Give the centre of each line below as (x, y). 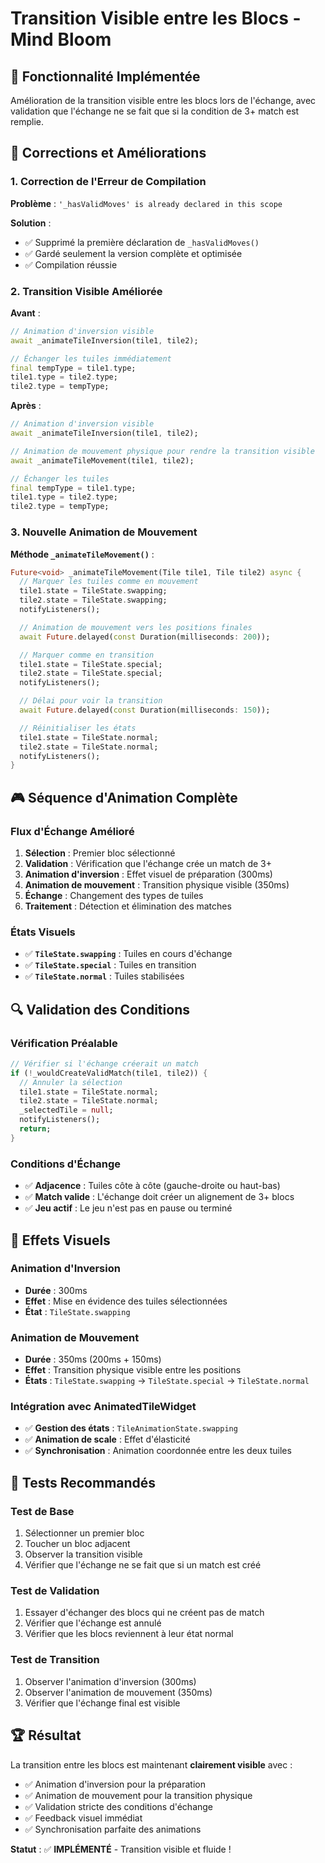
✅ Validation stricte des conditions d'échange (119, 1806)
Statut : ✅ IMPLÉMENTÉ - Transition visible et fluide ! (121, 1849)
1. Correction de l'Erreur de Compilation (108, 182)
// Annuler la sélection (71, 1082)
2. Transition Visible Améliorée (86, 291)
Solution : (31, 223)
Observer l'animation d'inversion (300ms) (110, 1681)
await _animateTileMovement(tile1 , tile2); (102, 460)
